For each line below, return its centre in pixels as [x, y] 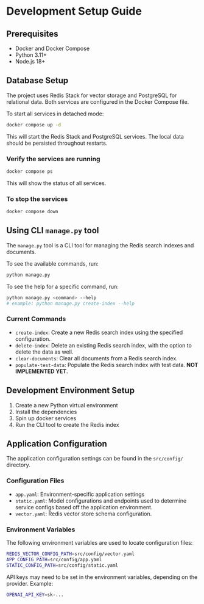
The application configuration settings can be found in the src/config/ [95, 459]
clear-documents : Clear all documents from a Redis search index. [96, 358]
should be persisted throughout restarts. [57, 143]
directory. [18, 465]
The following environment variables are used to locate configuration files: [100, 542]
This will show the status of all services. [56, 183]
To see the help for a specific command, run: [62, 286]
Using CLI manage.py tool [53, 231]
